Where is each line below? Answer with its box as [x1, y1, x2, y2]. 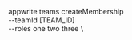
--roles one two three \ [8, 24, 84, 33]
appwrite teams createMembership [8, 7, 124, 16]
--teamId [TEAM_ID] [8, 15, 75, 25]
